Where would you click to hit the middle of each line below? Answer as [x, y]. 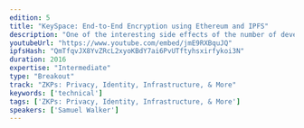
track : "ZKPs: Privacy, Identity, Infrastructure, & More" [123, 85]
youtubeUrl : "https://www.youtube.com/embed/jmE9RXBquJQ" [121, 43]
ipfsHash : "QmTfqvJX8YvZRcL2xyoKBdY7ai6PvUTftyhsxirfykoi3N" [127, 51]
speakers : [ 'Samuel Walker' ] [64, 110]
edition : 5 [30, 18]
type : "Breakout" [42, 77]
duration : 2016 [38, 59]
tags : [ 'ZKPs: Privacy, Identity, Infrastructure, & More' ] [125, 101]
